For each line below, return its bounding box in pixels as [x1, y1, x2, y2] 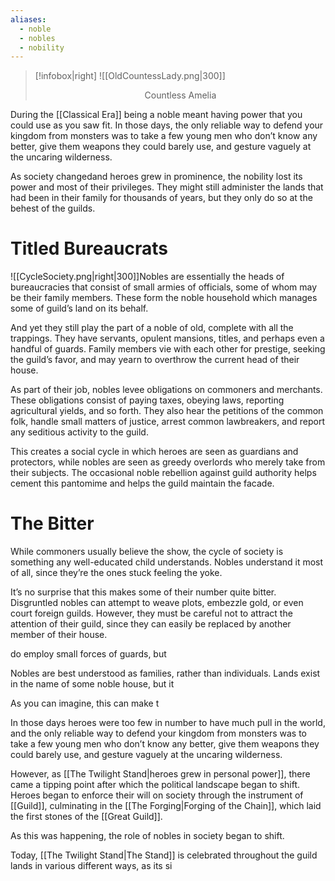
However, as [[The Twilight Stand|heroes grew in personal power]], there [10, 768, 311, 780]
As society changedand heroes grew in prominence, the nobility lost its [10, 171, 303, 183]
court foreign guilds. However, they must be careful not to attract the [10, 607, 293, 620]
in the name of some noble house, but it [10, 678, 175, 690]
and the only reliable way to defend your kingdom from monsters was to [10, 727, 307, 740]
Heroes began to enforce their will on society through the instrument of [10, 789, 304, 801]
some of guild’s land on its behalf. [10, 302, 149, 315]
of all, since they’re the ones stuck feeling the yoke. [10, 567, 223, 579]
